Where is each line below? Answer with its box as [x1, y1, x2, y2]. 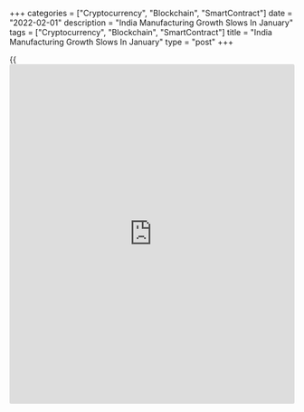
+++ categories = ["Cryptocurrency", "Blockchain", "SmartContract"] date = [9, 8, 293, 18]
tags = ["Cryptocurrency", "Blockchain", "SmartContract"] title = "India [9, 27, 273, 37]
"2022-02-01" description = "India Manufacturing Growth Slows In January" [9, 17, 294, 28]
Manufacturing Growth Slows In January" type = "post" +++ [9, 36, 233, 47]
